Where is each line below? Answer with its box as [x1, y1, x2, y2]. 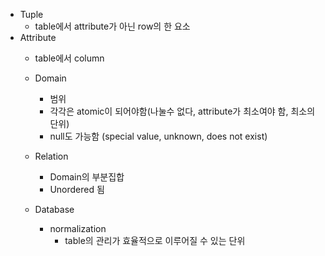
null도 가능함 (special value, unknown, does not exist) [49, 130, 268, 142]
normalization [49, 223, 107, 234]
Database [34, 204, 75, 215]
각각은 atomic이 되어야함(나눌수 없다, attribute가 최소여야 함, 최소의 [49, 105, 316, 117]
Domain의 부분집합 [49, 171, 125, 183]
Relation [34, 150, 69, 162]
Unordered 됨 [49, 184, 105, 195]
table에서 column [34, 52, 105, 64]
